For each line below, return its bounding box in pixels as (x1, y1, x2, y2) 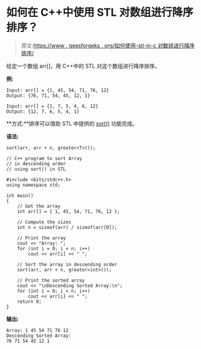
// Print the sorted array (17, 277, 85, 284)
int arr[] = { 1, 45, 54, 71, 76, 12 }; (17, 208, 120, 214)
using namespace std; (6, 182, 61, 188)
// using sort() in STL (6, 166, 66, 172)
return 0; (17, 298, 42, 305)
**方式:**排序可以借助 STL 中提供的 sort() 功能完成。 (6, 119, 138, 127)
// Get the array (17, 203, 61, 209)
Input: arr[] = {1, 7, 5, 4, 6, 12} (6, 103, 98, 109)
